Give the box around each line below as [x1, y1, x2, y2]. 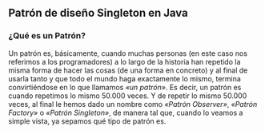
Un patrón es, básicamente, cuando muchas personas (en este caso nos [8, 48, 248, 58]
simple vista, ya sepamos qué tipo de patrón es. [8, 116, 167, 126]
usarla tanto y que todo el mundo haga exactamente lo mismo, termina [8, 73, 242, 83]
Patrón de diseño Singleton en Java [8, 6, 188, 20]
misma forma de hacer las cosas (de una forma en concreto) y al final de [8, 65, 248, 75]
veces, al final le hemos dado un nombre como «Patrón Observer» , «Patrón [8, 99, 258, 108]
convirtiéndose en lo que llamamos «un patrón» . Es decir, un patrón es [8, 82, 242, 92]
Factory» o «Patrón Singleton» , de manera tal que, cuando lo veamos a [8, 108, 243, 117]
